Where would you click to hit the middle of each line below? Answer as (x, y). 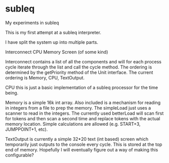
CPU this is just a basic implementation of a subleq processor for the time (81, 87)
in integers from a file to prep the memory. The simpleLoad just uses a (78, 108)
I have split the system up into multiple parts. (52, 42)
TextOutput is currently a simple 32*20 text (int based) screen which (77, 139)
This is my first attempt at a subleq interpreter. (53, 32)
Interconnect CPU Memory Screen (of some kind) (57, 52)
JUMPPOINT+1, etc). (26, 129)
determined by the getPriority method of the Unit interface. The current (79, 72)
